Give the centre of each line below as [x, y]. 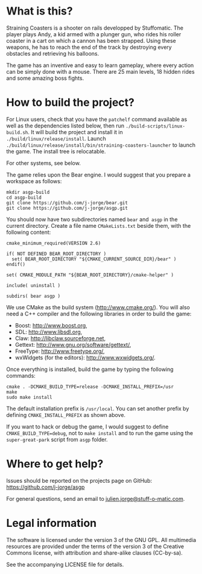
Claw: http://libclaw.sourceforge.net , [60, 338]
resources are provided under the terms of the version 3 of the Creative [95, 546]
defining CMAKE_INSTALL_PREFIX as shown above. [66, 414]
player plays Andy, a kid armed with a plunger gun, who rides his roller [94, 34]
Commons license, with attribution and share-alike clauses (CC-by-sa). [94, 553]
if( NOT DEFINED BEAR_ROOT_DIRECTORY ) [56, 254]
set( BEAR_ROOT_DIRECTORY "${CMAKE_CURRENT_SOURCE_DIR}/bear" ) [94, 259]
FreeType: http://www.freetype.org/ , [60, 351]
